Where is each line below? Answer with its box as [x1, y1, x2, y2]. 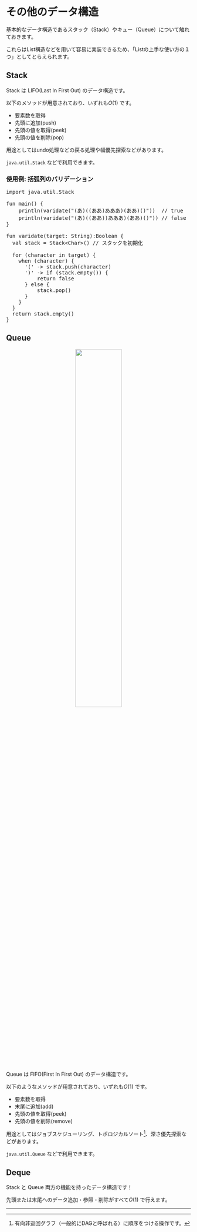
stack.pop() [37, 287, 72, 294]
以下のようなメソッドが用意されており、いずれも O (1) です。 [6, 1083, 150, 1090]
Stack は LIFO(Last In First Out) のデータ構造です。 [6, 86, 128, 94]
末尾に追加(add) [14, 1103, 54, 1110]
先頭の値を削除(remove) [14, 1117, 73, 1124]
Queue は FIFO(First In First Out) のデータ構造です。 [6, 1070, 131, 1077]
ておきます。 [6, 33, 37, 40]
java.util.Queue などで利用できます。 [6, 1150, 98, 1157]
